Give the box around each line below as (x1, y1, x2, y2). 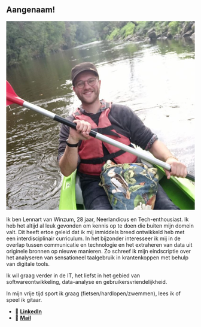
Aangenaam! (6, 5, 56, 15)
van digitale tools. (6, 260, 50, 267)
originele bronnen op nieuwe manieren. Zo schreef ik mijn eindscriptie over (6, 247, 191, 255)
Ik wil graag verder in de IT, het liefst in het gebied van (6, 272, 141, 279)
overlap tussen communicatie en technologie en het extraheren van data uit (6, 241, 193, 248)
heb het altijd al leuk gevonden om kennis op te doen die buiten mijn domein (6, 222, 194, 229)
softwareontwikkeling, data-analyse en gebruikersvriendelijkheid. (6, 278, 167, 285)
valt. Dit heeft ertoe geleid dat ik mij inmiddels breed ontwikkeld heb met (6, 228, 185, 235)
